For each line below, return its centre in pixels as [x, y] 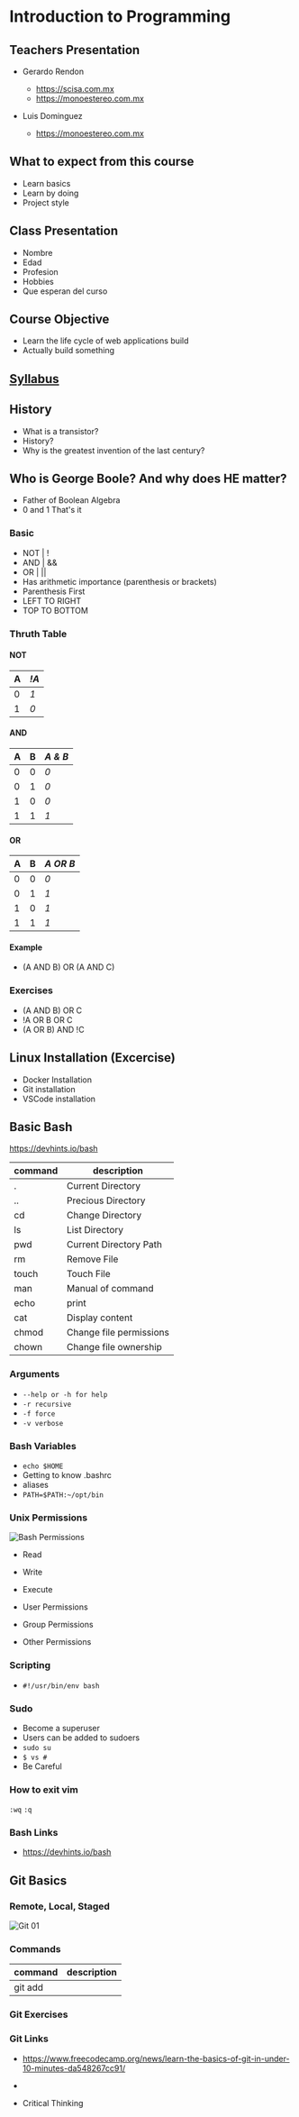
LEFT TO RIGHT [52, 600]
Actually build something [68, 351]
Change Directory [104, 1216]
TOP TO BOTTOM [55, 610]
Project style [45, 202]
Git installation [49, 1089]
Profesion [40, 271]
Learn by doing [50, 193]
